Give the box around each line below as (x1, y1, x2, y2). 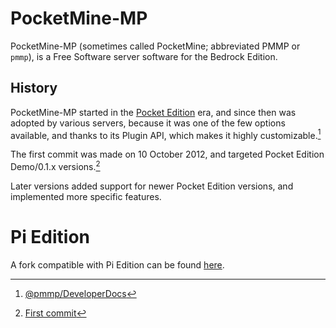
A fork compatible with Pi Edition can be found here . (10, 259, 225, 271)
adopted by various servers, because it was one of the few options (10, 117, 286, 129)
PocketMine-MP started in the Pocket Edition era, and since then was (10, 106, 297, 118)
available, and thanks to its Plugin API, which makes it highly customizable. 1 (10, 127, 322, 141)
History (10, 80, 58, 97)
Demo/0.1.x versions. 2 (10, 159, 101, 173)
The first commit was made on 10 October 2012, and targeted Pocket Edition (10, 148, 325, 161)
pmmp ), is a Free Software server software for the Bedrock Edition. (10, 50, 278, 62)
